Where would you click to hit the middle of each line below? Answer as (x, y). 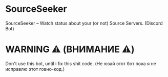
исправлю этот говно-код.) (35, 69)
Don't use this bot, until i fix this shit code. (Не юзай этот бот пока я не (81, 63)
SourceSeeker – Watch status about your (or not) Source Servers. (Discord (84, 23)
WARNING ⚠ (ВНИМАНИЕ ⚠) (70, 50)
